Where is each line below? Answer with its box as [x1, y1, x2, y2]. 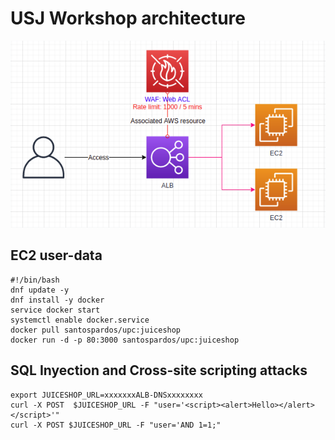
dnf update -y [10, 285, 70, 295]
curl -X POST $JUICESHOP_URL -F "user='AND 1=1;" [10, 420, 222, 430]
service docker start [10, 305, 101, 315]
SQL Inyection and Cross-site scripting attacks [10, 362, 308, 379]
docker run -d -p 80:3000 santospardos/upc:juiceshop [10, 335, 240, 345]
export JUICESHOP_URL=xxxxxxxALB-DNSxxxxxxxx [10, 390, 203, 400]
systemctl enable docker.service [10, 315, 150, 325]
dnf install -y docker [10, 295, 105, 305]
